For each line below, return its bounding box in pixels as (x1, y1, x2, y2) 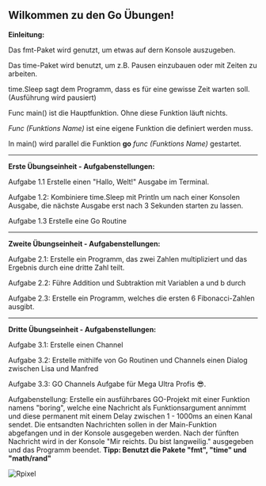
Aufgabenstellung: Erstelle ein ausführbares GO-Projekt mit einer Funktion (8, 394, 250, 404)
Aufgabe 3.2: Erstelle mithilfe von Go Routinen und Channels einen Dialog (8, 355, 248, 365)
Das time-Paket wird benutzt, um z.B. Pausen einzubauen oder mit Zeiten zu (8, 60, 257, 70)
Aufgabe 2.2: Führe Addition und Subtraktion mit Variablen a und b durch (8, 277, 246, 287)
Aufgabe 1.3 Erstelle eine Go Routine (8, 216, 127, 225)
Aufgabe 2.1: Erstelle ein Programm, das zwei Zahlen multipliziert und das (8, 254, 248, 263)
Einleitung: (8, 29, 45, 39)
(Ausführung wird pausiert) (8, 93, 97, 102)
